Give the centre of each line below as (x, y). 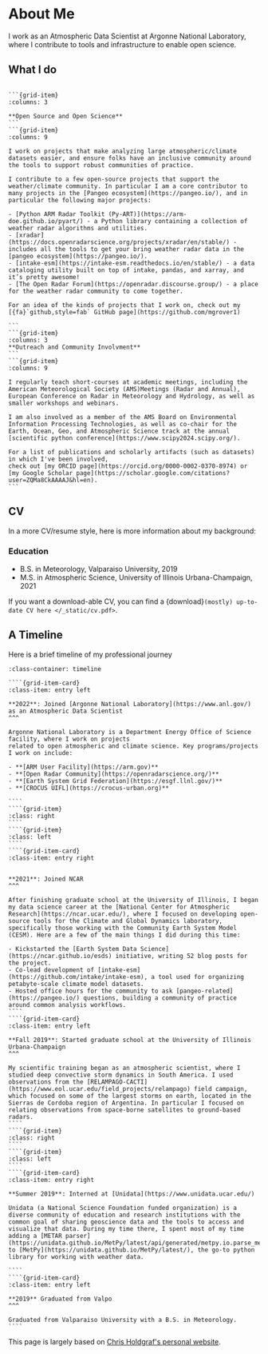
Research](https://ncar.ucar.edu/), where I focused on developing (123, 914)
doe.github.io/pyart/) (46, 221)
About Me (41, 14)
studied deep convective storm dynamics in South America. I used (121, 1075)
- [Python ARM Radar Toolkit (57, 214)
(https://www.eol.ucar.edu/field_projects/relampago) (100, 1088)
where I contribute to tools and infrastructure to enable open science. (122, 44)
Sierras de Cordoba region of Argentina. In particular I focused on (126, 1103)
